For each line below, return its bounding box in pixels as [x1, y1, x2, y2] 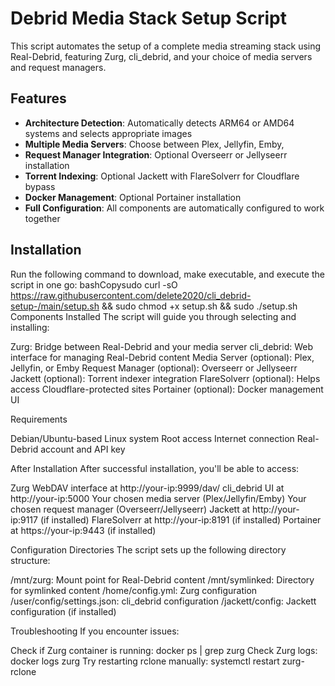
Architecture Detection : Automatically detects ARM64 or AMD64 [24, 117, 295, 129]
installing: [10, 321, 50, 333]
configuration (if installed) [10, 605, 117, 617]
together [24, 212, 61, 224]
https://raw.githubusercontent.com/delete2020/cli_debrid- [10, 289, 252, 301]
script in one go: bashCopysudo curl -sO [10, 278, 178, 291]
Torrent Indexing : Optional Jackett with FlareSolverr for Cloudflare [24, 170, 300, 182]
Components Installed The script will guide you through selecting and [10, 310, 297, 322]
